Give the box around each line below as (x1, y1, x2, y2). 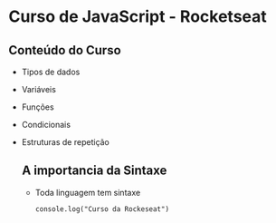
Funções (21, 102, 55, 112)
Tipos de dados (21, 66, 81, 77)
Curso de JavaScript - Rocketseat (8, 6, 268, 27)
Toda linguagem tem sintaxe (34, 187, 141, 198)
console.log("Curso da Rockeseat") (34, 204, 169, 214)
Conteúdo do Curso (8, 43, 121, 58)
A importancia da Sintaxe (21, 163, 167, 179)
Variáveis (21, 84, 56, 94)
